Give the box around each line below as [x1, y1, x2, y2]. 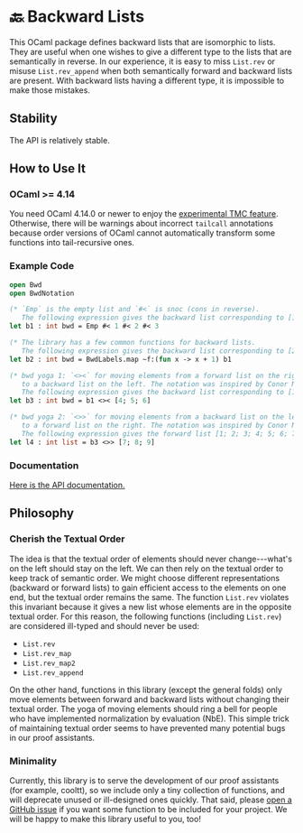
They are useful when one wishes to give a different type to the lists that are [9, 46, 292, 57]
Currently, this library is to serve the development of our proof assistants [9, 775, 280, 786]
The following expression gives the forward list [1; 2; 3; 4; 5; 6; [21, 429, 289, 439]
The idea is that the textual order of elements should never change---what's [9, 553, 293, 564]
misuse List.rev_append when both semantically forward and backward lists [9, 65, 293, 76]
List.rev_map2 [22, 659, 76, 668]
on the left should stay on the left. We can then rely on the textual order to [9, 562, 284, 574]
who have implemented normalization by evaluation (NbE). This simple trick [9, 713, 290, 724]
